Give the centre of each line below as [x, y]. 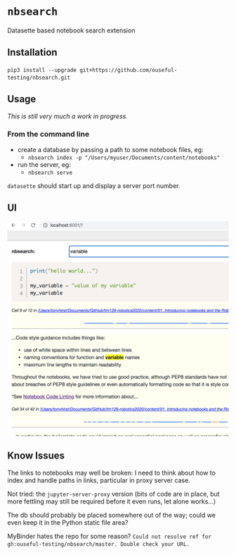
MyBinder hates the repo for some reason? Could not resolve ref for [110, 536]
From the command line [48, 135]
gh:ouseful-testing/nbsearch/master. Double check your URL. [99, 544]
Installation [32, 52]
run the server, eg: [44, 164]
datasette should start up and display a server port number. [94, 185]
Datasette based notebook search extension [71, 30]
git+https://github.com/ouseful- [129, 70]
